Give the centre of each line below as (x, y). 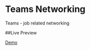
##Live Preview (21, 32)
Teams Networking (45, 9)
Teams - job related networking (37, 23)
